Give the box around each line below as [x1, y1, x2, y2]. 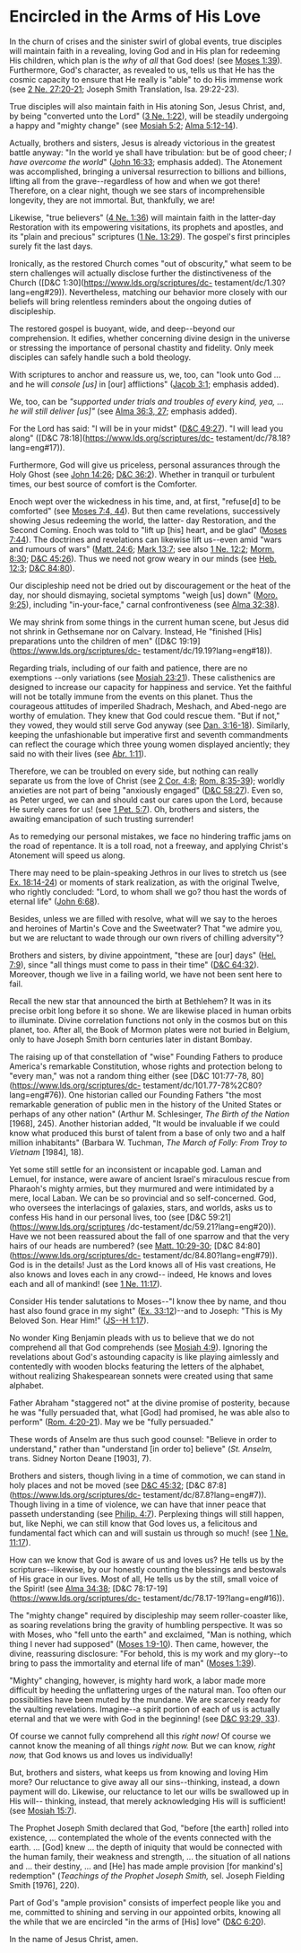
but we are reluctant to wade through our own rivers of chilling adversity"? [9, 932, 284, 943]
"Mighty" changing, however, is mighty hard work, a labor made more [9, 1675, 266, 1686]
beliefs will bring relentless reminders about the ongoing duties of [9, 296, 253, 307]
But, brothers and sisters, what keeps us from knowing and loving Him [9, 1766, 269, 1778]
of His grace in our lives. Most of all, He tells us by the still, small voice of [9, 1573, 279, 1584]
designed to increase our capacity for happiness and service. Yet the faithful [9, 681, 292, 692]
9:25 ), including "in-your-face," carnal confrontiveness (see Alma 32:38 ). [9, 599, 280, 609]
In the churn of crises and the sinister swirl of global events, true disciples [9, 36, 282, 47]
